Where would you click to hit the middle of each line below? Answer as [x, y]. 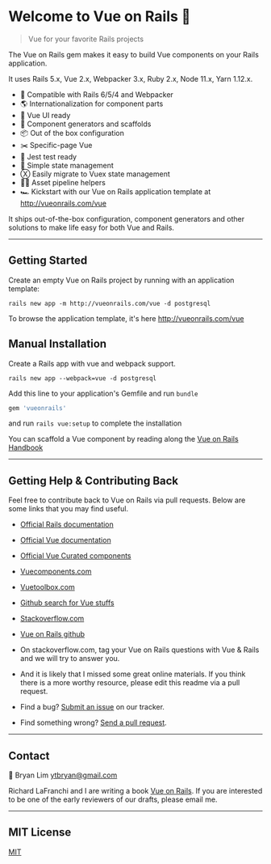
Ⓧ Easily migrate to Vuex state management [95, 174]
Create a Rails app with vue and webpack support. [92, 363]
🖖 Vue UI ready [45, 115]
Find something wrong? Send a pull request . [93, 722]
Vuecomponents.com [56, 572]
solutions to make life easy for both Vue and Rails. [92, 227]
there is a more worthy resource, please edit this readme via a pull [130, 683]
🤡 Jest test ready [48, 156]
